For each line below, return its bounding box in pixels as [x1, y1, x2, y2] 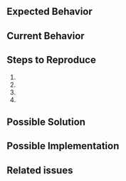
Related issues [6, 164, 73, 176]
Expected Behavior [6, 6, 93, 18]
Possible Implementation [6, 140, 120, 152]
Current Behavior [6, 30, 85, 42]
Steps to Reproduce [6, 54, 97, 66]
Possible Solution [6, 116, 86, 128]
